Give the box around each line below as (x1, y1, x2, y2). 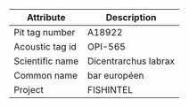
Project (13, 84, 45, 96)
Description (105, 11, 157, 23)
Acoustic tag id (13, 41, 78, 52)
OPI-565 (87, 41, 127, 52)
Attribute (26, 11, 66, 23)
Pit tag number (13, 27, 76, 38)
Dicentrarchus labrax (87, 55, 176, 67)
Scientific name (13, 55, 79, 67)
